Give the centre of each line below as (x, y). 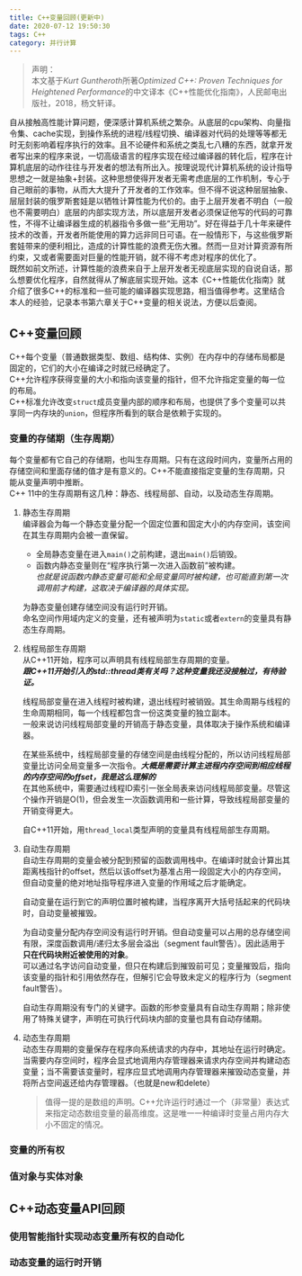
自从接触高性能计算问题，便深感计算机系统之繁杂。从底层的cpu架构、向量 (146, 122)
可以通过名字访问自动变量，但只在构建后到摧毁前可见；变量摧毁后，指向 (156, 966)
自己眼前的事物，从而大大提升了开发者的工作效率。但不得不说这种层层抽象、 (151, 190)
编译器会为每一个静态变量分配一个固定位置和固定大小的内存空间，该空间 (156, 524)
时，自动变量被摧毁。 (62, 913)
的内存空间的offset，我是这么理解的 (89, 777)
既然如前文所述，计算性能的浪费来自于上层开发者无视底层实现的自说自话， (147, 269)
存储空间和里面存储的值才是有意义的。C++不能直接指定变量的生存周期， (143, 471)
